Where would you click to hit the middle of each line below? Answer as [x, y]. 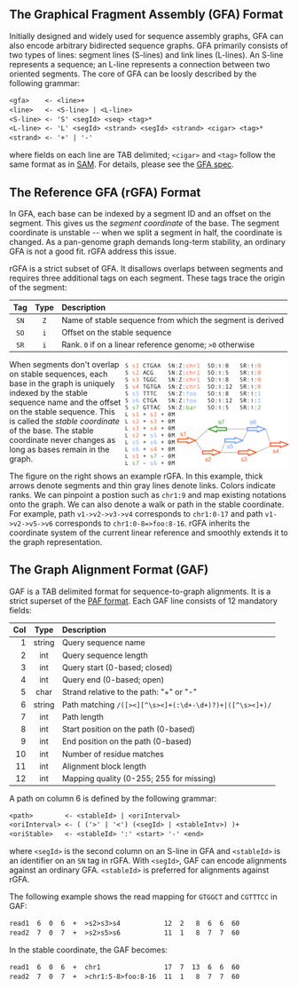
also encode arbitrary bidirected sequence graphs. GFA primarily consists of [149, 45]
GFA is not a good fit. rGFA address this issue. [93, 251]
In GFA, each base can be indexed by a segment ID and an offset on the [140, 213]
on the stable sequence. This [62, 411]
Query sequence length [105, 655]
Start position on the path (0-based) [129, 729]
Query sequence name [103, 643]
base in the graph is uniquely [62, 383]
